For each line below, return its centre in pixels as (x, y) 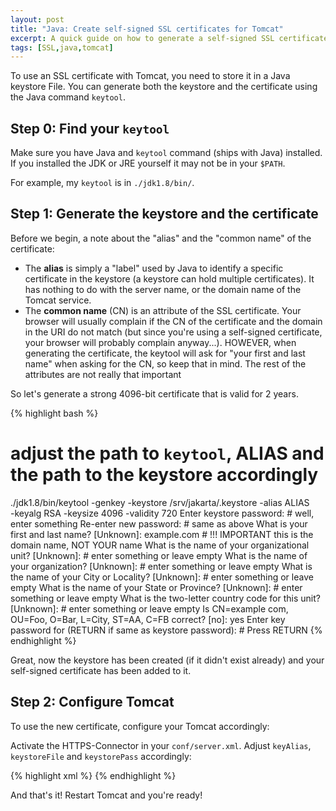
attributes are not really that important (103, 374)
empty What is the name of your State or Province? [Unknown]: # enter (156, 587)
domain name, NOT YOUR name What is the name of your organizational (160, 545)
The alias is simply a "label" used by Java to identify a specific (154, 268)
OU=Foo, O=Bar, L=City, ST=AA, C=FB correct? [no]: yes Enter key (148, 619)
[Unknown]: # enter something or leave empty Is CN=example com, (149, 608)
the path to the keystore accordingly (164, 475)
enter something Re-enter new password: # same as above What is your (159, 523)
